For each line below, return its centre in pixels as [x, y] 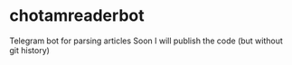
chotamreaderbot [77, 16]
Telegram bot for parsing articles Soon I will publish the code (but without [146, 41]
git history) [29, 50]
